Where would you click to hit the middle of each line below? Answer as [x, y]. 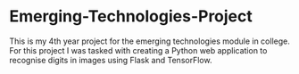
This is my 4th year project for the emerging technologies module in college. [149, 41]
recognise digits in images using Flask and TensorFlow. [111, 60]
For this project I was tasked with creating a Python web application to [138, 50]
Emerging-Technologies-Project [131, 16]
